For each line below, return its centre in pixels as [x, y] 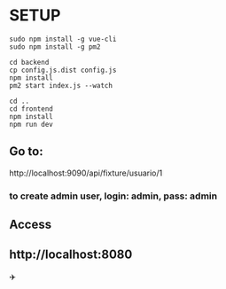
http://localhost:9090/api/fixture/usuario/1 [86, 173]
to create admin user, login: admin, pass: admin [113, 196]
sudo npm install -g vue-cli [63, 39]
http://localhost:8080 [71, 255]
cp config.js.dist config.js [63, 70]
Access [30, 225]
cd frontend [31, 109]
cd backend [29, 62]
